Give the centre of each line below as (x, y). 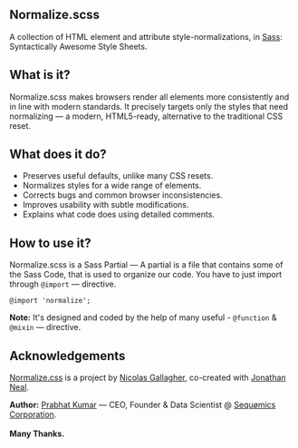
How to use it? (50, 243)
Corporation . (33, 414)
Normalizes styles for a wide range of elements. (112, 186)
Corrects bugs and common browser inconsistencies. (123, 195)
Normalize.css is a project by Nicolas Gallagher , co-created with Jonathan (148, 378)
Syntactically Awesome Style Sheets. (78, 46)
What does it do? (58, 155)
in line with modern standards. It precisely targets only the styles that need (149, 106)
